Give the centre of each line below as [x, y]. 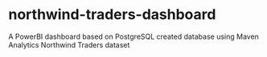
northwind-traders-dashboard [112, 15]
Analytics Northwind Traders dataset [69, 44]
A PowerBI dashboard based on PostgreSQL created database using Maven [134, 36]
